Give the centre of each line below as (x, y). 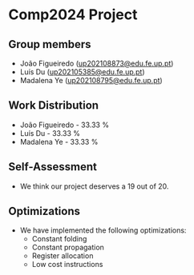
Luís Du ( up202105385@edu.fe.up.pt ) (83, 72)
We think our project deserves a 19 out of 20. (94, 186)
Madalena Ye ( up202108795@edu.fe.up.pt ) (91, 80)
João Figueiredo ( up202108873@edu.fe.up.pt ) (97, 63)
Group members (50, 44)
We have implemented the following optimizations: (103, 230)
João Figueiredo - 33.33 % (65, 125)
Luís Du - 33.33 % (50, 133)
